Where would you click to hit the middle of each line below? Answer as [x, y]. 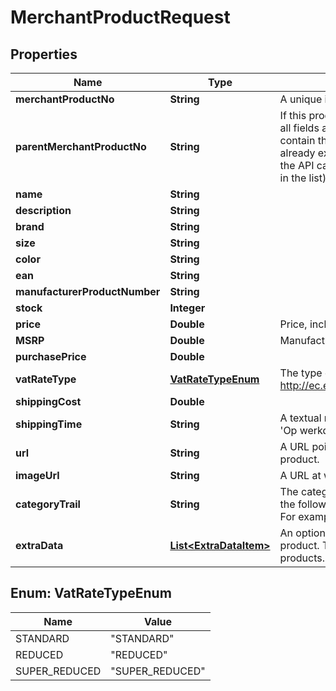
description [43, 210]
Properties [44, 54]
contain [297, 140]
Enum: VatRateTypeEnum [91, 593]
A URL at [300, 475]
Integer [187, 308]
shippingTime [49, 424]
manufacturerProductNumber [88, 291]
